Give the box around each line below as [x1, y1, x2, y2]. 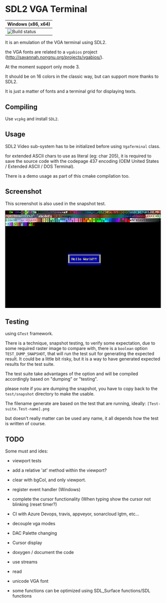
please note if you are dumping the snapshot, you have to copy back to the [5, 386, 158, 392]
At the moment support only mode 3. [5, 64, 80, 70]
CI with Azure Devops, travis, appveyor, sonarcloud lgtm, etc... [12, 511, 139, 517]
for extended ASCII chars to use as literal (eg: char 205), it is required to [5, 152, 152, 159]
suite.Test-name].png [5, 407, 50, 412]
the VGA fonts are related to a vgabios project [5, 49, 98, 55]
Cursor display [12, 540, 42, 546]
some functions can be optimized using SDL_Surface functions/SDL [12, 588, 151, 594]
